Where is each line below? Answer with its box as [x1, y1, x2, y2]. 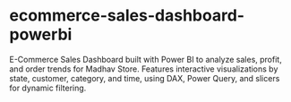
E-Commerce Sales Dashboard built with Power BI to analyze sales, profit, [9, 54, 282, 64]
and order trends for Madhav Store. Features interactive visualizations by [9, 64, 278, 74]
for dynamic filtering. [9, 82, 87, 93]
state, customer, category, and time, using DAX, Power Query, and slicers [9, 72, 280, 83]
